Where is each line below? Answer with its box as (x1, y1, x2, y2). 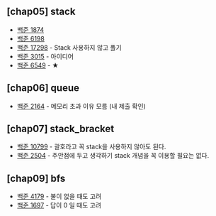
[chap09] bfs (6, 172, 66, 184)
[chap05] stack (6, 6, 76, 18)
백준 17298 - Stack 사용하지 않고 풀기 (16, 43, 122, 52)
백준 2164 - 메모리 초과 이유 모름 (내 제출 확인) (16, 102, 146, 110)
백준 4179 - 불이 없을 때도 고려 (16, 192, 102, 201)
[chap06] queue (6, 82, 79, 94)
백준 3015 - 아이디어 (16, 52, 74, 60)
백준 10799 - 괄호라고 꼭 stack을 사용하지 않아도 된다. (16, 142, 166, 151)
